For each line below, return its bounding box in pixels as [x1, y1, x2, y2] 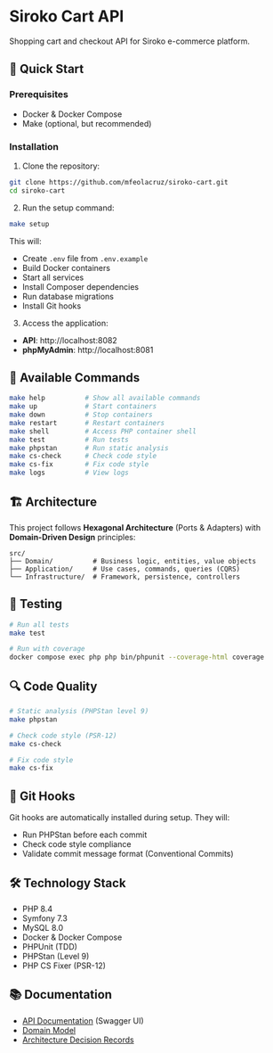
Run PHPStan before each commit [21, 829, 148, 840]
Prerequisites [9, 88, 68, 101]
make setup [9, 219, 50, 228]
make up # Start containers [9, 402, 157, 411]
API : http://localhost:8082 [21, 334, 117, 345]
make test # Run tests [9, 435, 129, 444]
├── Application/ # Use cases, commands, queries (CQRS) [9, 564, 241, 573]
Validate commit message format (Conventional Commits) [21, 849, 234, 860]
